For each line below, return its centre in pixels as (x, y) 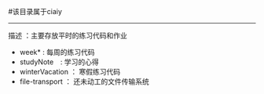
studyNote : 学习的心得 (59, 62)
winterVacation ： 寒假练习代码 (70, 72)
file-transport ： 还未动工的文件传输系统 (84, 81)
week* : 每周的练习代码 (57, 52)
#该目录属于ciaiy (35, 11)
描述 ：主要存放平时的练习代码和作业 (68, 35)
